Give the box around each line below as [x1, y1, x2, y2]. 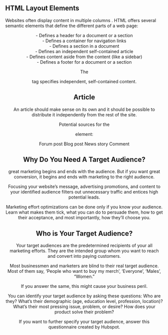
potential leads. [68, 194, 100, 200]
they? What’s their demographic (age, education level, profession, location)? [6, 298, 163, 304]
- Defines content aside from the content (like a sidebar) [26, 54, 142, 60]
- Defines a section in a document [49, 43, 119, 49]
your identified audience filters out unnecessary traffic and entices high [10, 189, 158, 195]
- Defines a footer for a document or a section [37, 59, 132, 65]
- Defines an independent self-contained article [35, 48, 134, 54]
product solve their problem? [54, 309, 114, 315]
